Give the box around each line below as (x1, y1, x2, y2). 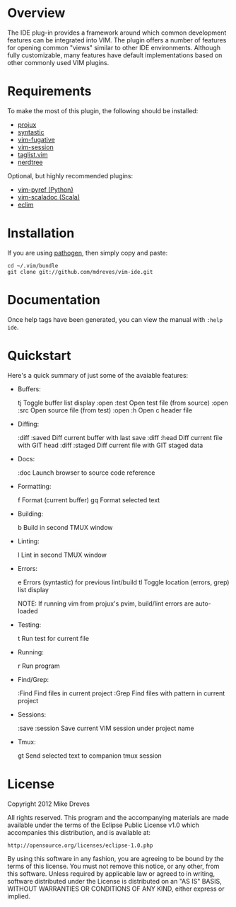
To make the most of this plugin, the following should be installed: (7, 106, 199, 115)
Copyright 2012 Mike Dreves (7, 799, 90, 808)
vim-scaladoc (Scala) (17, 192, 80, 201)
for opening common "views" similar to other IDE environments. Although (7, 43, 221, 52)
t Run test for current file (17, 634, 90, 642)
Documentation (7, 292, 101, 308)
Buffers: (17, 384, 41, 393)
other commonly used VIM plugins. (7, 58, 110, 67)
